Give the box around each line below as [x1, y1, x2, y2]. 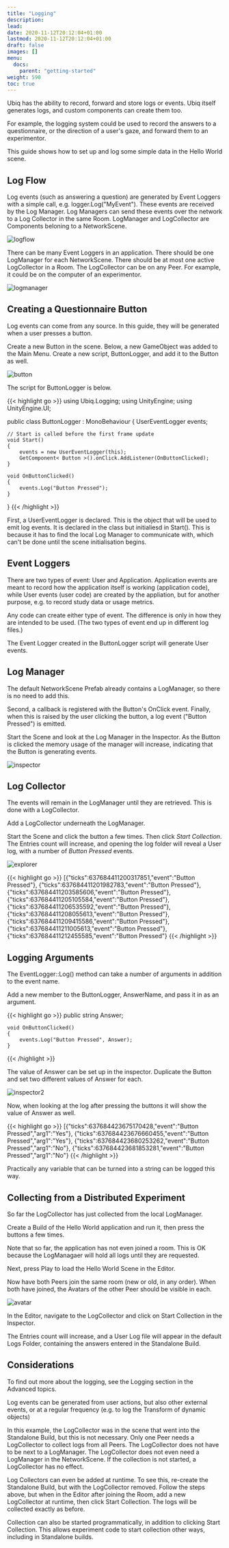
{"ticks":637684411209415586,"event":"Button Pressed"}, [7, 917, 170, 926]
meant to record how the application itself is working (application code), [7, 583, 210, 591]
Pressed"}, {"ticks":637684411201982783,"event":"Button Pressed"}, [7, 881, 202, 889]
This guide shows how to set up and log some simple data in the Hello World [7, 147, 223, 156]
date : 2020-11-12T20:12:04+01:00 [7, 29, 103, 36]
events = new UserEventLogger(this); [19, 449, 127, 455]
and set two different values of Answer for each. [7, 1075, 144, 1084]
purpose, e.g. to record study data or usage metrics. [7, 597, 155, 606]
